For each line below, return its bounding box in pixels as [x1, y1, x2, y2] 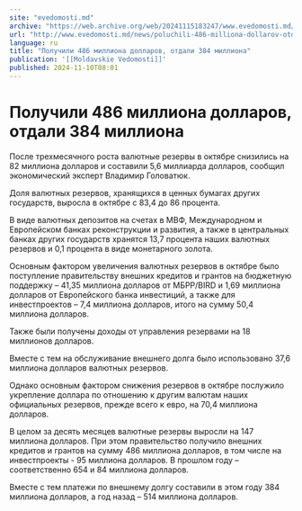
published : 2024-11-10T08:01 [9, 64, 119, 73]
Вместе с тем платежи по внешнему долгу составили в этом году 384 [9, 481, 280, 492]
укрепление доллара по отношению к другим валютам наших [9, 389, 249, 400]
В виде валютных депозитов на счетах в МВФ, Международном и [9, 214, 262, 225]
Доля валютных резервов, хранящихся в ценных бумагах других [9, 187, 261, 198]
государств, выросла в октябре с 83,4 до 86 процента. [9, 197, 221, 208]
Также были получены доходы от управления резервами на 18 [9, 326, 251, 336]
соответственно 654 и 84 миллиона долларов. [9, 464, 189, 475]
